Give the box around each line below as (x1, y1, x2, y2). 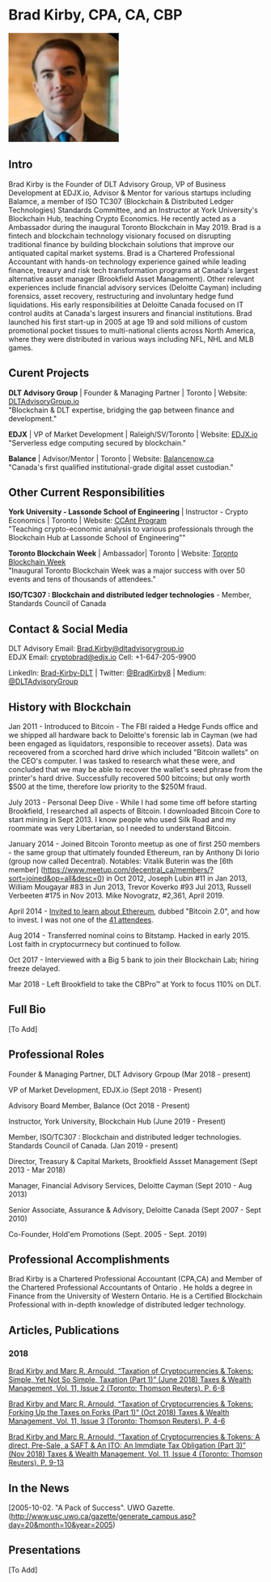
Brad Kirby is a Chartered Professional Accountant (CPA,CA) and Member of (8, 1274, 263, 1284)
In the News (8, 1481, 70, 1495)
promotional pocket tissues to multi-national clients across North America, (8, 326, 256, 335)
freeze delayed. (8, 964, 61, 973)
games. (8, 343, 34, 352)
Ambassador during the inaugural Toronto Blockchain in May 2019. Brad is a (8, 222, 261, 232)
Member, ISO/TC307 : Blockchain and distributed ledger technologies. (8, 1132, 242, 1141)
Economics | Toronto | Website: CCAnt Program (8, 516, 167, 526)
